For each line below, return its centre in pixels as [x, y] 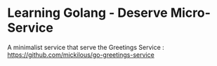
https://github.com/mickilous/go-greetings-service [81, 55]
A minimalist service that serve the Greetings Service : [86, 47]
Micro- [190, 13]
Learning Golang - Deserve [87, 13]
